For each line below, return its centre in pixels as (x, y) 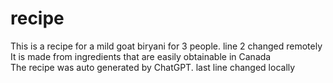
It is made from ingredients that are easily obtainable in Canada (141, 56)
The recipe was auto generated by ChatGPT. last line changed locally (153, 67)
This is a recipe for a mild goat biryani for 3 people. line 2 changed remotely (166, 46)
